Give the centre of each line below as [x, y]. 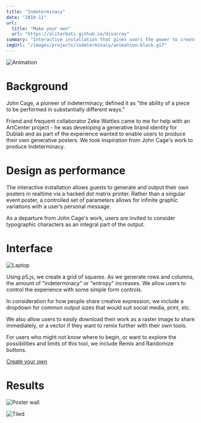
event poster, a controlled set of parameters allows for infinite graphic [92, 200]
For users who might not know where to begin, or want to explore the [91, 337]
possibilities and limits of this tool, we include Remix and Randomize [90, 343]
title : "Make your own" [41, 28]
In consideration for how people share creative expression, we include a [95, 301]
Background [37, 87]
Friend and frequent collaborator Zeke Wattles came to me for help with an [98, 121]
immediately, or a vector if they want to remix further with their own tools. [97, 325]
